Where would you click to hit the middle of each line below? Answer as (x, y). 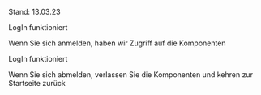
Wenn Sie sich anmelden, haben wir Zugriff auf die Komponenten (117, 43)
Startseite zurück (37, 83)
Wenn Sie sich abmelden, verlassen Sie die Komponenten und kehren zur (131, 75)
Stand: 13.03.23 (34, 12)
